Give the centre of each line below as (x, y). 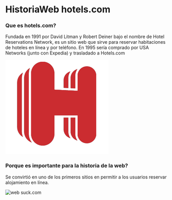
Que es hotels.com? (31, 26)
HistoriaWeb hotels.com (58, 10)
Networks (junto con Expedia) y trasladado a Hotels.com (65, 53)
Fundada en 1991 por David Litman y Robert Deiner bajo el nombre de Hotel (85, 37)
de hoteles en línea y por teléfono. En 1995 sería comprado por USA (77, 48)
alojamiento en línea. (27, 182)
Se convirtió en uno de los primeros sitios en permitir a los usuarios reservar (86, 177)
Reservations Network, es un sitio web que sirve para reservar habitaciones (85, 42)
